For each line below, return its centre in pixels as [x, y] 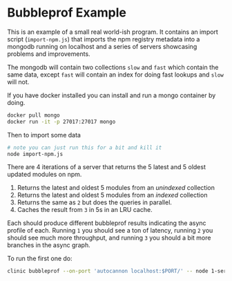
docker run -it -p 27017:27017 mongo [61, 122]
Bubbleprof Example [67, 13]
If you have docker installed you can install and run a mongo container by [112, 95]
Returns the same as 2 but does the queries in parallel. [95, 202]
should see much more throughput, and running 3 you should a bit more [109, 238]
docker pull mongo [33, 115]
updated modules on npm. [45, 175]
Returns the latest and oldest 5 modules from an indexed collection [112, 195]
